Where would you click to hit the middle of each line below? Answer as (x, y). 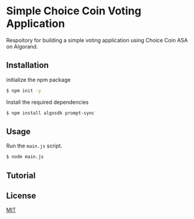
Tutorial (21, 175)
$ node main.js (25, 157)
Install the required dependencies (47, 102)
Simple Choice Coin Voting (74, 11)
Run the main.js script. (34, 146)
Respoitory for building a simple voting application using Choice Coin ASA (97, 40)
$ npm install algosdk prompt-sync (50, 113)
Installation (27, 65)
